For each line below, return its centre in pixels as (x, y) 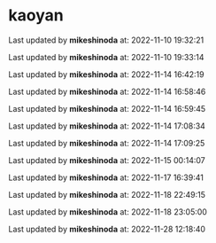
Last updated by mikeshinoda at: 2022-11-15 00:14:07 (107, 160)
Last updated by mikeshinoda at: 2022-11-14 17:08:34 (107, 126)
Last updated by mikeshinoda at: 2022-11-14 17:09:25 (107, 143)
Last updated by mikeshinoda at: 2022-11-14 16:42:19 (106, 74)
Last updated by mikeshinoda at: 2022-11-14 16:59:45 (107, 108)
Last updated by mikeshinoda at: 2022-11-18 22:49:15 (107, 194)
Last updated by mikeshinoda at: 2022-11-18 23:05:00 (108, 212)
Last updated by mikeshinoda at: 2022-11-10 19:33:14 (106, 57)
